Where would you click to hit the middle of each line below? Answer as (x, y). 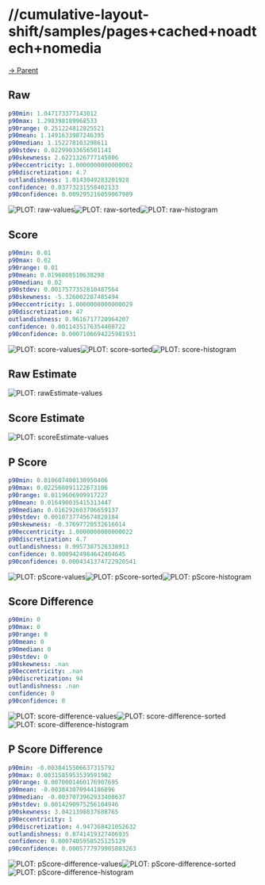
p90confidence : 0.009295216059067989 (71, 195)
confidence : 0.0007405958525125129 (67, 841)
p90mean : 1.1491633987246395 (56, 136)
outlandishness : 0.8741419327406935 (69, 834)
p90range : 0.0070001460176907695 (63, 783)
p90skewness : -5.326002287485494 (63, 297)
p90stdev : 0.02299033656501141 (60, 151)
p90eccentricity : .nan (46, 672)
